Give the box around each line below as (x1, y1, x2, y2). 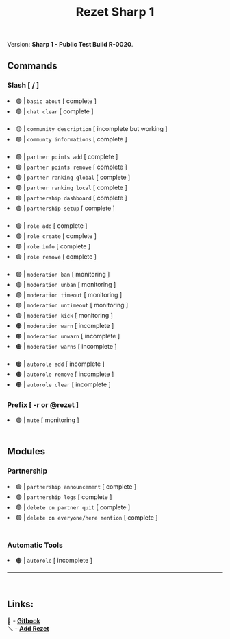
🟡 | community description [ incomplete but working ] (16, 124, 168, 132)
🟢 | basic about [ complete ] (16, 97, 97, 105)
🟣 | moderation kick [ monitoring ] (16, 311, 113, 319)
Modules (7, 445, 46, 457)
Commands (7, 60, 58, 72)
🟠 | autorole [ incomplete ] (16, 556, 92, 564)
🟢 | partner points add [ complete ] (16, 152, 118, 161)
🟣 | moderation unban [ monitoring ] (16, 280, 116, 288)
